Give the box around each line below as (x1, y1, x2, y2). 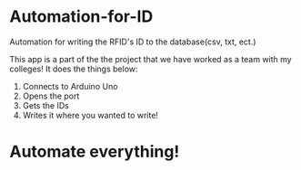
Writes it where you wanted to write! (22, 109, 159, 120)
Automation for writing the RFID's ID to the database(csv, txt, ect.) (9, 36, 256, 47)
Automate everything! (9, 142, 180, 162)
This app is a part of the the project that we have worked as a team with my (9, 53, 293, 64)
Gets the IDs (22, 99, 70, 110)
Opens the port (22, 90, 80, 101)
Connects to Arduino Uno (22, 80, 118, 91)
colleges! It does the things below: (9, 63, 138, 74)
